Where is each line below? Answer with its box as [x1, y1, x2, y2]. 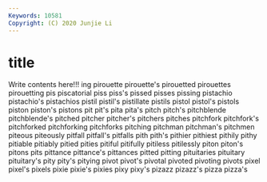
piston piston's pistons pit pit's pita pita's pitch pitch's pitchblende [8, 105, 226, 115]
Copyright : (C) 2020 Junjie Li [8, 19, 113, 27]
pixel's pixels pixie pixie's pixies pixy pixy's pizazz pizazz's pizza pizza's [8, 164, 248, 174]
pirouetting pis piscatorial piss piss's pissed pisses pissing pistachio [8, 89, 233, 98]
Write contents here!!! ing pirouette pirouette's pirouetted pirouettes [8, 80, 232, 89]
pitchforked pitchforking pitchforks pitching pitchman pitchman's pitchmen [8, 122, 255, 132]
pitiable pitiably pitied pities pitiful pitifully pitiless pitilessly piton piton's [8, 139, 244, 148]
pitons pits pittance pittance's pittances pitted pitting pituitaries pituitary [8, 148, 245, 157]
